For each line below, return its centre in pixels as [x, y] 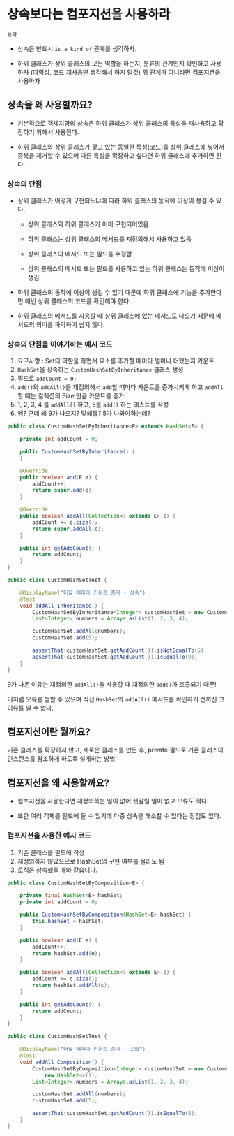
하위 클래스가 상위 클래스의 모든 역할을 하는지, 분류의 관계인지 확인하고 [113, 63]
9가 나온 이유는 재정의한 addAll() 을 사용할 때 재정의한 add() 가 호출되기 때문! [112, 684]
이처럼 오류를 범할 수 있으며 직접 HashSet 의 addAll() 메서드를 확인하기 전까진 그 [116, 699]
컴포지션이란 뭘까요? [49, 732]
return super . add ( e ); [64, 490]
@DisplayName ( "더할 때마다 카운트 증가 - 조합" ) [83, 1049]
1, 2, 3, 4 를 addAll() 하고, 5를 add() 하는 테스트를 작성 [93, 405]
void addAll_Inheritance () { [62, 606]
